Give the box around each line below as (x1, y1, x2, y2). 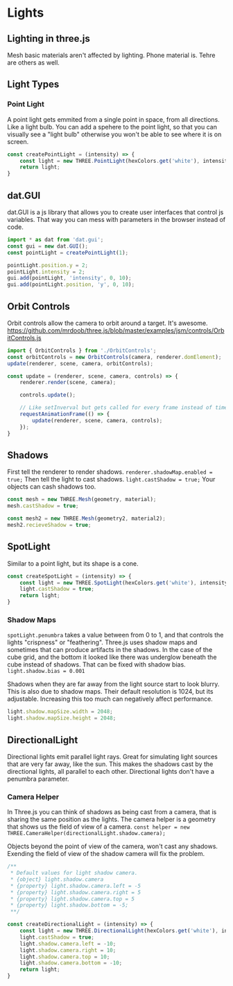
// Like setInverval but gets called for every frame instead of (19, 404, 213, 411)
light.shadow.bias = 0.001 (7, 668, 85, 675)
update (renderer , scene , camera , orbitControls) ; (7, 360, 154, 367)
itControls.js (7, 333, 42, 342)
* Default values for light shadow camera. (10, 870, 138, 877)
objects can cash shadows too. (7, 482, 96, 491)
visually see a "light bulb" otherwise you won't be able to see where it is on (7, 130, 222, 138)
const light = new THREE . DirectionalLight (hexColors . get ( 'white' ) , (19, 928, 218, 935)
